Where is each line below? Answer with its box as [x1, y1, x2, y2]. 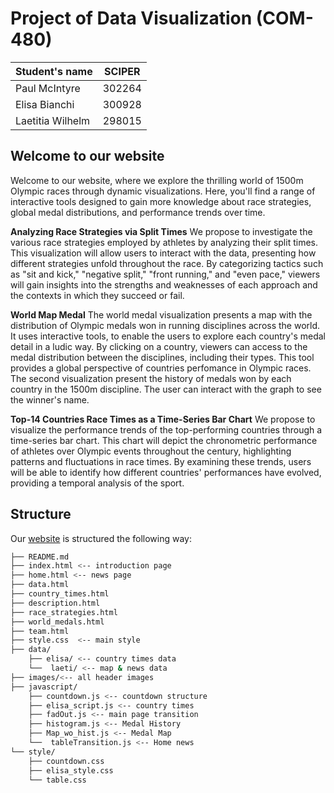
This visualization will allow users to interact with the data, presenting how [10, 247, 317, 259]
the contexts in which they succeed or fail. [10, 289, 185, 301]
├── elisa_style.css [28, 765, 114, 776]
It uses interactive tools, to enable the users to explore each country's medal [10, 330, 326, 342]
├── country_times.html [10, 589, 110, 599]
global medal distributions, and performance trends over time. [10, 206, 266, 218]
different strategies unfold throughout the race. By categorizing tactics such [10, 257, 324, 269]
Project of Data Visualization [10, 7, 253, 30]
